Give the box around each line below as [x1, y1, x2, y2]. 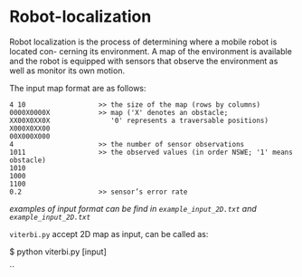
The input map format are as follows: [9, 82, 146, 93]
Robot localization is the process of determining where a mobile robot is [9, 36, 278, 47]
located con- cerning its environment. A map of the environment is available [9, 45, 292, 56]
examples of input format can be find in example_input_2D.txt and [9, 203, 258, 214]
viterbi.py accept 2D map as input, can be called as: [9, 228, 209, 239]
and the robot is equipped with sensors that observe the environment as [9, 55, 278, 66]
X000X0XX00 [9, 124, 51, 133]
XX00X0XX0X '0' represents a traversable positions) [9, 116, 269, 125]
